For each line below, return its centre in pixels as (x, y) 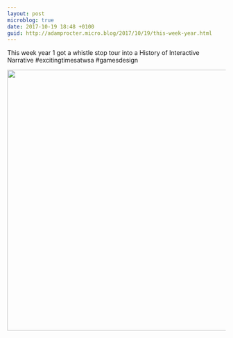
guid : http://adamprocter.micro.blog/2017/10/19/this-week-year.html (110, 33)
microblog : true (31, 20)
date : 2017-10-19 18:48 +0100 (51, 26)
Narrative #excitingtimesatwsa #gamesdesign (73, 61)
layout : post (26, 14)
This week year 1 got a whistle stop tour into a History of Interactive (103, 53)
